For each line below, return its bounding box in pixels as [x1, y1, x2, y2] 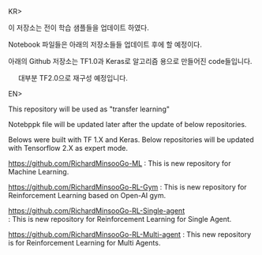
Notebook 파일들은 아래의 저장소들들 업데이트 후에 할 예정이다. [8, 39, 203, 49]
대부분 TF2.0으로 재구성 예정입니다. [18, 73, 129, 82]
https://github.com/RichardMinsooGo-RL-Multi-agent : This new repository [8, 230, 252, 239]
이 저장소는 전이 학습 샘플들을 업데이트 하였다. [8, 23, 150, 32]
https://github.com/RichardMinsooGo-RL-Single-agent [8, 206, 185, 216]
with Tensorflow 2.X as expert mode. [8, 144, 129, 152]
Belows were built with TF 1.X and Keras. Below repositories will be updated [8, 135, 254, 144]
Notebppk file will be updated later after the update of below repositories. [8, 120, 247, 129]
